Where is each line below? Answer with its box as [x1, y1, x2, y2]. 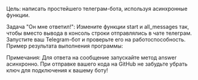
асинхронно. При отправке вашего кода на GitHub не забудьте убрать [6, 60, 188, 67]
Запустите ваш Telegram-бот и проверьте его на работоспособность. [6, 36, 186, 43]
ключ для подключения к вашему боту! [6, 67, 109, 74]
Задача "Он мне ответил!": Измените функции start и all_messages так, [6, 23, 190, 30]
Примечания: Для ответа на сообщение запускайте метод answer [6, 54, 177, 61]
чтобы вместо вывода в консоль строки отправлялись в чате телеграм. [6, 29, 192, 37]
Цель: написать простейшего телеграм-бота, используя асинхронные [6, 5, 188, 12]
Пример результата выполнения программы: [6, 42, 124, 49]
